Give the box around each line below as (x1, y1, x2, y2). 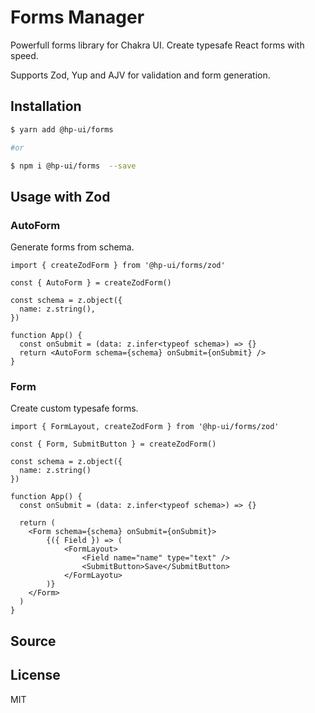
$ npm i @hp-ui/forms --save (10, 161, 137, 171)
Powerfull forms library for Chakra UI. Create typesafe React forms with (10, 39, 305, 51)
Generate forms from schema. (10, 241, 135, 253)
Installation (10, 98, 82, 115)
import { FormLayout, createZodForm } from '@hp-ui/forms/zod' (10, 422, 280, 432)
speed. (10, 49, 39, 61)
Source (10, 632, 57, 650)
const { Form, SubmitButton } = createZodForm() (10, 439, 217, 450)
